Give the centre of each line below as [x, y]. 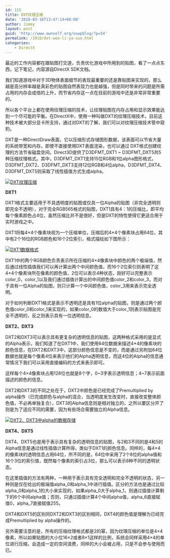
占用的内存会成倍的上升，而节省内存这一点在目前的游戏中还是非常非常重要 [83, 92]
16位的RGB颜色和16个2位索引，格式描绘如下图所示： [76, 238]
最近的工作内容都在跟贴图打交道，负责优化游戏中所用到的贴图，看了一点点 [83, 63]
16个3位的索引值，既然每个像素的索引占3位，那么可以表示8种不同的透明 [80, 461]
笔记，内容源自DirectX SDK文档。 [58, 69]
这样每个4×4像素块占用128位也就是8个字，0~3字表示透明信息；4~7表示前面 [85, 373]
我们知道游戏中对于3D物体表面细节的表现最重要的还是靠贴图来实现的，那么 [83, 80]
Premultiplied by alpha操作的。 [42, 520]
